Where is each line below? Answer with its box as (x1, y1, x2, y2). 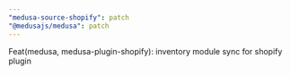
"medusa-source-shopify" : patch (8, 12, 129, 22)
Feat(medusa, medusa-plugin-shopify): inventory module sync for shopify (8, 46, 283, 56)
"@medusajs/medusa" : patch (8, 21, 110, 30)
